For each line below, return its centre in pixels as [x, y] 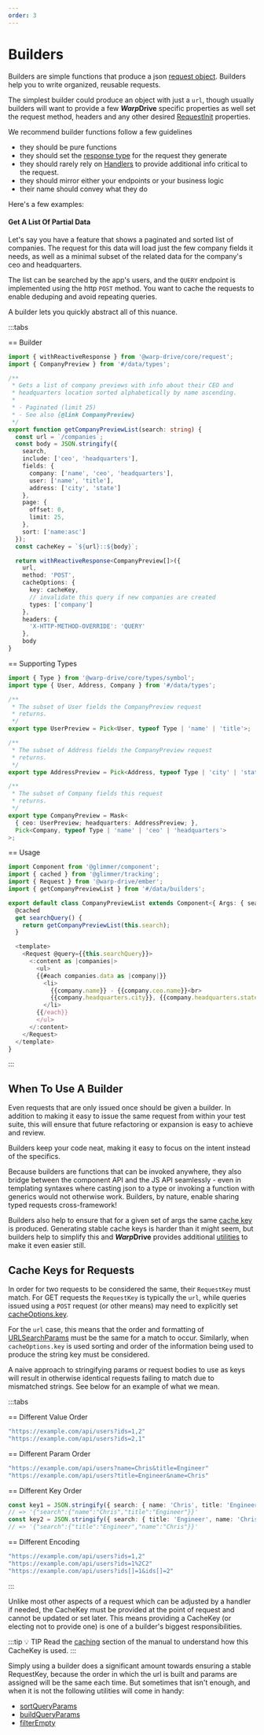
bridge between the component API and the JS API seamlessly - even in [125, 1180]
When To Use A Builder [66, 1089]
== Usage [24, 853]
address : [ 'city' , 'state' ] [75, 488]
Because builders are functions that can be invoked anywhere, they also [125, 1172]
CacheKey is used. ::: [42, 1650]
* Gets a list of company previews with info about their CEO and [123, 386]
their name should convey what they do [83, 189]
